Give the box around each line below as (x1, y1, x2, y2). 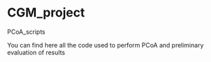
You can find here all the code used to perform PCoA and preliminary (7, 41, 204, 49)
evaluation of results (7, 48, 66, 56)
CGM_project (7, 5, 85, 21)
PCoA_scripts (7, 28, 46, 36)
